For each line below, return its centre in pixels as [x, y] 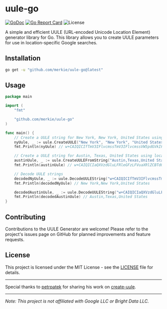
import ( [14, 106]
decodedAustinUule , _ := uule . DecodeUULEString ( [65, 192]
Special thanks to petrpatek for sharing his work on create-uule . [71, 287]
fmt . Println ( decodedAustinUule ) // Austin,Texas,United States [81, 197]
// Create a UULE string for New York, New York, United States [82, 137]
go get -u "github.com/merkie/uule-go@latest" [54, 70]
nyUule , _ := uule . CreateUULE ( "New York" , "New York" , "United [81, 142]
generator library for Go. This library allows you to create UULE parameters [82, 37]
